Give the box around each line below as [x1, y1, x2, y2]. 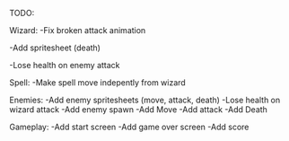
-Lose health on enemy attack [9, 60, 120, 70]
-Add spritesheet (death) [9, 42, 101, 53]
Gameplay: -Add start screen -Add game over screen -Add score [9, 121, 250, 132]
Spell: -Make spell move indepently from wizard [9, 77, 186, 88]
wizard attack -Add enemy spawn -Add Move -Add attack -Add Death [9, 104, 267, 115]
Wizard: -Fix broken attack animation [9, 25, 146, 35]
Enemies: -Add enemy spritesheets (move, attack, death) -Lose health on [9, 94, 281, 105]
